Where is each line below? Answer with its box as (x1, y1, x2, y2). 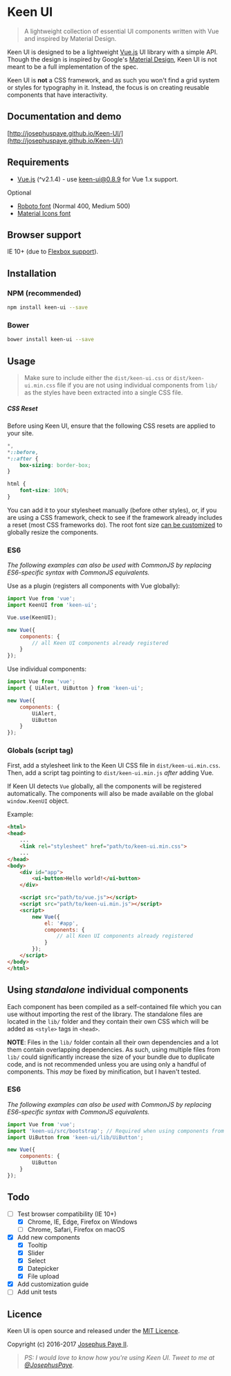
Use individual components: (7, 665, 87, 673)
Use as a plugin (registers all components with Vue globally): (7, 582, 181, 590)
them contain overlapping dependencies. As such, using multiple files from (7, 1045, 221, 1053)
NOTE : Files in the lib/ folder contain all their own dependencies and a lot (7, 1038, 219, 1046)
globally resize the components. (7, 527, 99, 536)
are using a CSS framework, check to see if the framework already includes (7, 513, 223, 521)
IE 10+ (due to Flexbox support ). (7, 247, 99, 256)
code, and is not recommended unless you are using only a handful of (7, 1060, 207, 1068)
